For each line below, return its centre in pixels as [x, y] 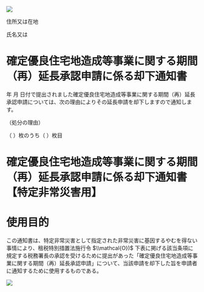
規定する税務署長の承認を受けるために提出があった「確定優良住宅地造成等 [99, 256]
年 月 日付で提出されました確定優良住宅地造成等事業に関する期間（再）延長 [101, 94]
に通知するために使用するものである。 [54, 271]
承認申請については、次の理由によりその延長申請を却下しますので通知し [97, 102]
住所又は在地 [22, 22]
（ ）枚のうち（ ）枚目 [34, 135]
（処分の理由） [25, 122]
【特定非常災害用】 [54, 193]
